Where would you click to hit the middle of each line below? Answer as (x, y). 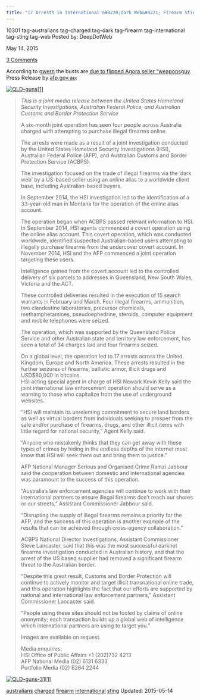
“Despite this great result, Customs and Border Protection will (96, 576)
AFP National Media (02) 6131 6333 (64, 661)
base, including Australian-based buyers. (71, 186)
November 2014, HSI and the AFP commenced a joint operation (99, 253)
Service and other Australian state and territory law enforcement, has (106, 338)
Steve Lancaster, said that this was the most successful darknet (99, 545)
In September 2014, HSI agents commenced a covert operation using (105, 228)
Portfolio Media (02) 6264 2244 (60, 667)
